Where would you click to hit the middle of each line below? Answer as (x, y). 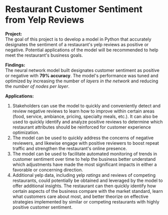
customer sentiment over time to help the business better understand (84, 159)
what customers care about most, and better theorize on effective (80, 196)
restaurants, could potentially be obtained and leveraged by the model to (88, 180)
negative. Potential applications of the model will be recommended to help (82, 50)
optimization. (26, 132)
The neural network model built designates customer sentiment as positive (82, 70)
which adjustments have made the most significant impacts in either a (85, 164)
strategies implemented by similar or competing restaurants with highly (86, 201)
